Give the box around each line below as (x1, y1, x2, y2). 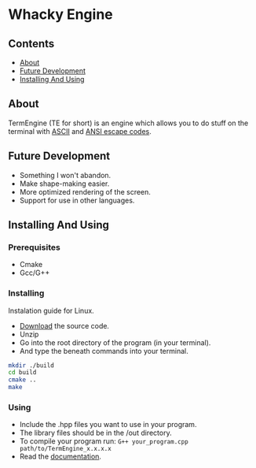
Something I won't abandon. (19, 170, 112, 180)
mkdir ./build (8, 361, 55, 370)
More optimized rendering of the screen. (19, 187, 152, 196)
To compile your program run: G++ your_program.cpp (19, 436, 188, 446)
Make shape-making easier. (19, 179, 110, 188)
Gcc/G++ (19, 268, 50, 277)
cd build (8, 369, 37, 377)
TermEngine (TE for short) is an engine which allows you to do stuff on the (8, 118, 249, 128)
